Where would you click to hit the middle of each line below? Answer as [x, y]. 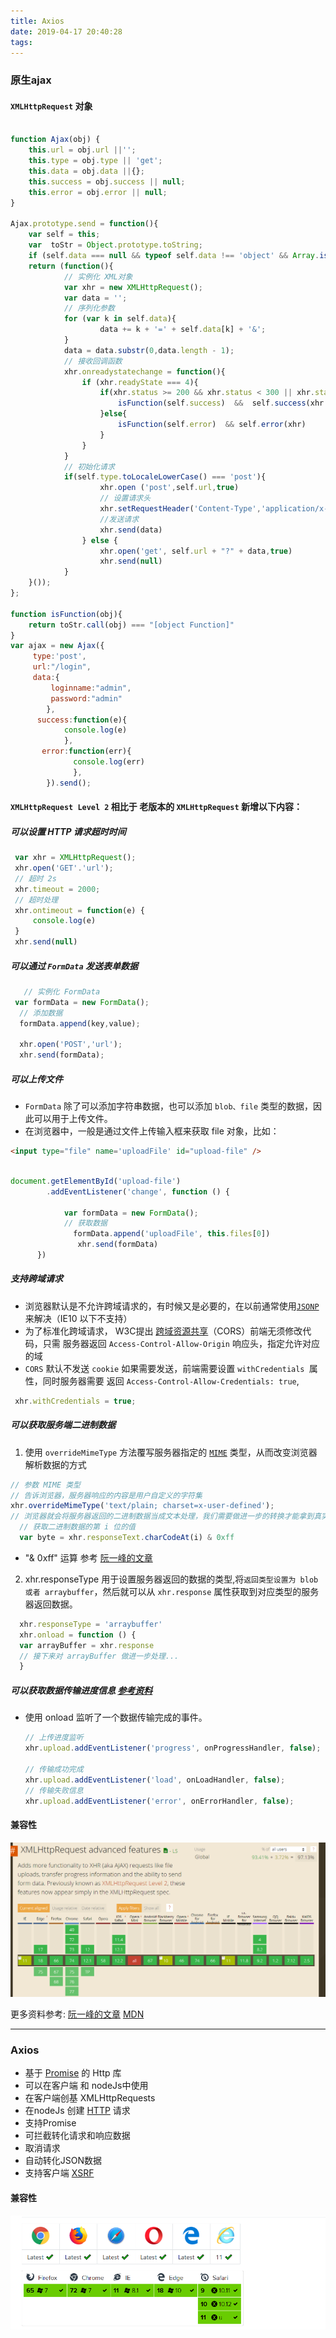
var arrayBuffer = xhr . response [87, 1645]
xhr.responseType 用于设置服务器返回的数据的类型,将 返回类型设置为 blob [171, 1579]
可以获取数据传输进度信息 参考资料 [81, 1690]
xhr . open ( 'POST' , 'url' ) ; [71, 1045]
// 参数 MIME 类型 [45, 1485]
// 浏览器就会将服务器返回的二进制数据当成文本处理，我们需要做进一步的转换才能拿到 [162, 1516]
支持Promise [50, 2123]
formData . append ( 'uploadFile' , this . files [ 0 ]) [172, 1234]
